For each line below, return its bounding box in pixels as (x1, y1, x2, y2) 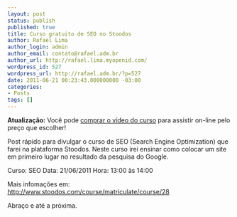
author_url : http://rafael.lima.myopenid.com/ (7, 57, 148, 64)
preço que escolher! (7, 124, 67, 132)
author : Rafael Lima (7, 37, 69, 44)
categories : (7, 83, 43, 90)
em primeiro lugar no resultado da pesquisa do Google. (7, 152, 169, 161)
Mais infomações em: (7, 180, 70, 189)
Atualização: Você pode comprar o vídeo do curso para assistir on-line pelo (7, 116, 231, 125)
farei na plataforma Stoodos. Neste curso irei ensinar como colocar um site (7, 145, 227, 153)
